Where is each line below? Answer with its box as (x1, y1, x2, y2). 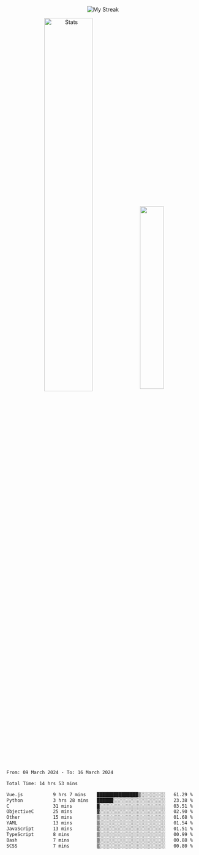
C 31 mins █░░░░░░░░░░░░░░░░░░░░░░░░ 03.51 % (6, 803, 193, 809)
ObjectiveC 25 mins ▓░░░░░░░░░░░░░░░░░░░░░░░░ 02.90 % (6, 808, 193, 815)
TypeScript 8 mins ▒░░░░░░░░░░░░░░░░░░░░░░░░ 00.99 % (6, 831, 193, 837)
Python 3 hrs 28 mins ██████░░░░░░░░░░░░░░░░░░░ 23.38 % (6, 797, 193, 804)
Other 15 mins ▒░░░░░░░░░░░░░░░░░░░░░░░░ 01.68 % (6, 815, 193, 821)
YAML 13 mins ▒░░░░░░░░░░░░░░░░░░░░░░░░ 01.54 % (6, 820, 193, 826)
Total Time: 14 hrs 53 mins (6, 780, 78, 786)
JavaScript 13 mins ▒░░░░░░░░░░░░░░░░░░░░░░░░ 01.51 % (6, 826, 193, 832)
